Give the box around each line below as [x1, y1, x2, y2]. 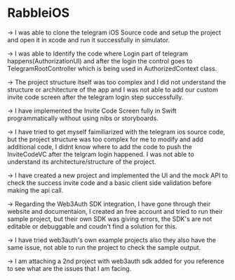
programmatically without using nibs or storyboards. [7, 114, 159, 122]
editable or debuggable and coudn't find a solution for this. [7, 222, 177, 230]
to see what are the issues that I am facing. [7, 264, 132, 272]
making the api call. [7, 186, 64, 194]
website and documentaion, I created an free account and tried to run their [7, 207, 223, 215]
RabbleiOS [7, 5, 70, 21]
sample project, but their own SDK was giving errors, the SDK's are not [7, 215, 213, 223]
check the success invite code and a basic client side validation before [7, 178, 212, 187]
